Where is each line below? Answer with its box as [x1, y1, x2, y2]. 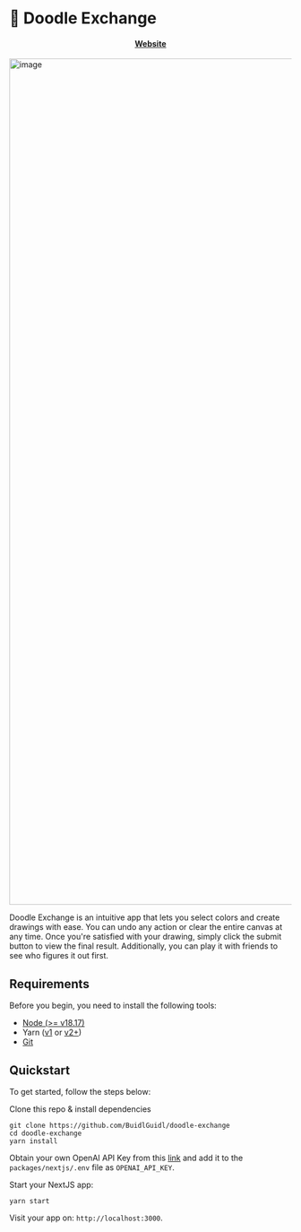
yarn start [9, 1197, 50, 1206]
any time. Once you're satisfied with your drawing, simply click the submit [9, 932, 282, 942]
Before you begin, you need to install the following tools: [9, 1000, 217, 1011]
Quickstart [9, 1063, 71, 1078]
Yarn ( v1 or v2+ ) [21, 1027, 82, 1038]
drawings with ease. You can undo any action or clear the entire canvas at [9, 922, 283, 933]
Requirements [9, 976, 90, 992]
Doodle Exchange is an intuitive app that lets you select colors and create [9, 912, 280, 923]
